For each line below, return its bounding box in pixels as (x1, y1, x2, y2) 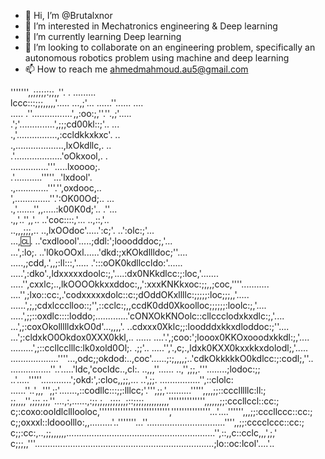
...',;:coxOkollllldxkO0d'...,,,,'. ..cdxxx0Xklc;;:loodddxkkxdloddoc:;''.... (10, 321, 290, 332)
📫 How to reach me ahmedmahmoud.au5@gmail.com (24, 63, 249, 75)
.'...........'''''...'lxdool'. (10, 171, 93, 183)
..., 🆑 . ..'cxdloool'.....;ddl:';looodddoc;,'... (10, 235, 173, 247)
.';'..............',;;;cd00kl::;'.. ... (10, 118, 120, 130)
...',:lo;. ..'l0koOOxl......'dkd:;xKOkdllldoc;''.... (10, 246, 188, 258)
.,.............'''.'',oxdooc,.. (10, 182, 102, 194)
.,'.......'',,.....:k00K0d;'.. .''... (10, 203, 118, 215)
